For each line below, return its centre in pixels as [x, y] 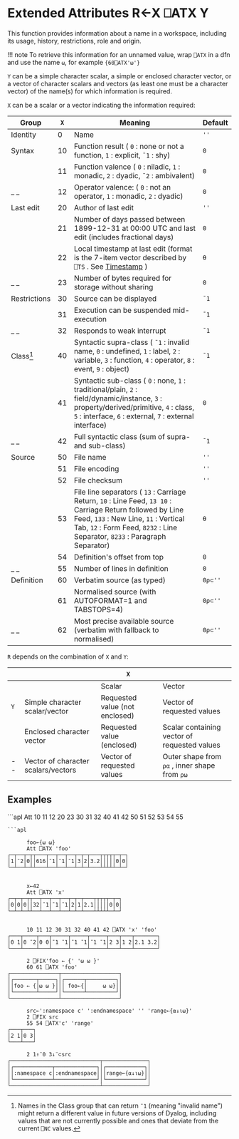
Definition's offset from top [119, 557]
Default [215, 123]
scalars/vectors [51, 770]
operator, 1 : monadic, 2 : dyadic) [128, 196]
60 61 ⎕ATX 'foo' [52, 967]
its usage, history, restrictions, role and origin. [75, 41]
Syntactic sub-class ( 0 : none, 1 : [130, 381]
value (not [118, 706]
